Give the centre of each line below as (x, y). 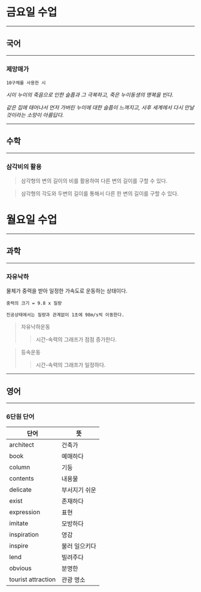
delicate (20, 490)
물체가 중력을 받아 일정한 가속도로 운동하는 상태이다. (67, 291)
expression (25, 512)
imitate (19, 523)
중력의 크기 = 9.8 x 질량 (34, 303)
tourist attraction (32, 579)
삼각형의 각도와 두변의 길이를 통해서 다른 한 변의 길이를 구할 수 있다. (100, 194)
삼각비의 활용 (24, 166)
